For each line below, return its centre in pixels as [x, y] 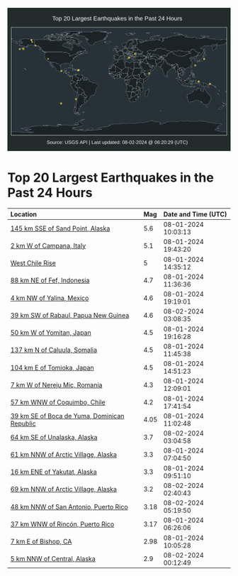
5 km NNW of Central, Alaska [53, 559]
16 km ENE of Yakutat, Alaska [53, 472]
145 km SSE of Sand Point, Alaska [60, 228]
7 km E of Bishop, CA [41, 542]
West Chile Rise [33, 263]
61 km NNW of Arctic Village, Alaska [63, 454]
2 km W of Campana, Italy [48, 245]
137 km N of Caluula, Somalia [54, 350]
